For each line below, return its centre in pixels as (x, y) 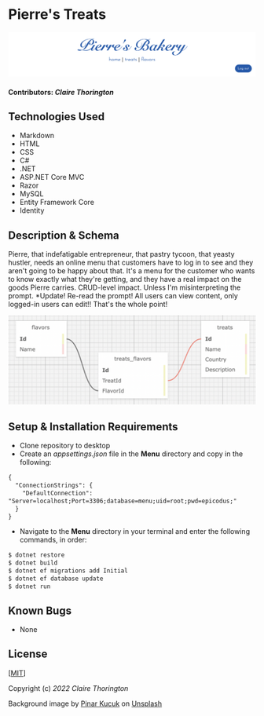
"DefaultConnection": (57, 493)
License (28, 654)
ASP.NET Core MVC (52, 177)
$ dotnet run (29, 586)
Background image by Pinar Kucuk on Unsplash (85, 703)
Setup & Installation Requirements (93, 427)
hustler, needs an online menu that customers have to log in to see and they (131, 263)
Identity (32, 210)
